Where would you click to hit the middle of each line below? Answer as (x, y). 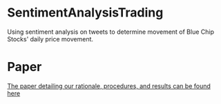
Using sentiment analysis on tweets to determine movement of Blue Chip (111, 32)
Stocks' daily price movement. (50, 39)
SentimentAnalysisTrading (85, 13)
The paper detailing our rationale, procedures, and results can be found (109, 86)
